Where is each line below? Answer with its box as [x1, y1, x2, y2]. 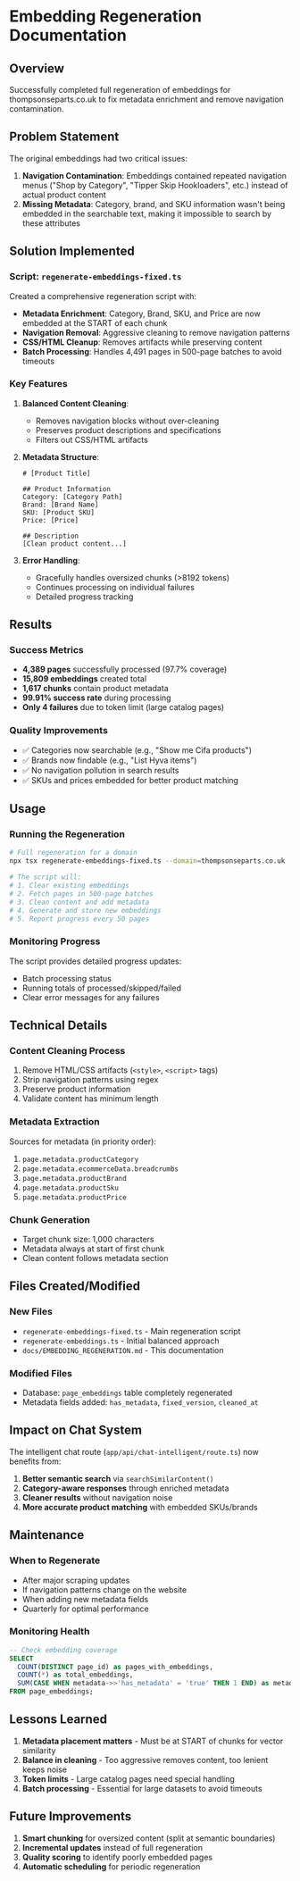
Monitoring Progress [9, 935, 101, 948]
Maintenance [9, 1527, 85, 1542]
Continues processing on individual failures [35, 581, 195, 592]
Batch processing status [21, 973, 112, 983]
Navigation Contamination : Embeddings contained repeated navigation [21, 170, 287, 180]
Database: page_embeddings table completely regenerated [21, 1387, 233, 1399]
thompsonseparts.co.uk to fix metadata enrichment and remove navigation [9, 94, 284, 104]
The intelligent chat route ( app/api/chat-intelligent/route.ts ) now [9, 1446, 259, 1457]
